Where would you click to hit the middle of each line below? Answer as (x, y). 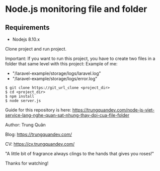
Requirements (27, 28)
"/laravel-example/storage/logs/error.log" (55, 79)
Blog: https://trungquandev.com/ (39, 134)
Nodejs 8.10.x (26, 39)
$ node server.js (23, 101)
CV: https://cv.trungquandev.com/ (40, 144)
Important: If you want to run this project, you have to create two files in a (80, 58)
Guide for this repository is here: (38, 110)
